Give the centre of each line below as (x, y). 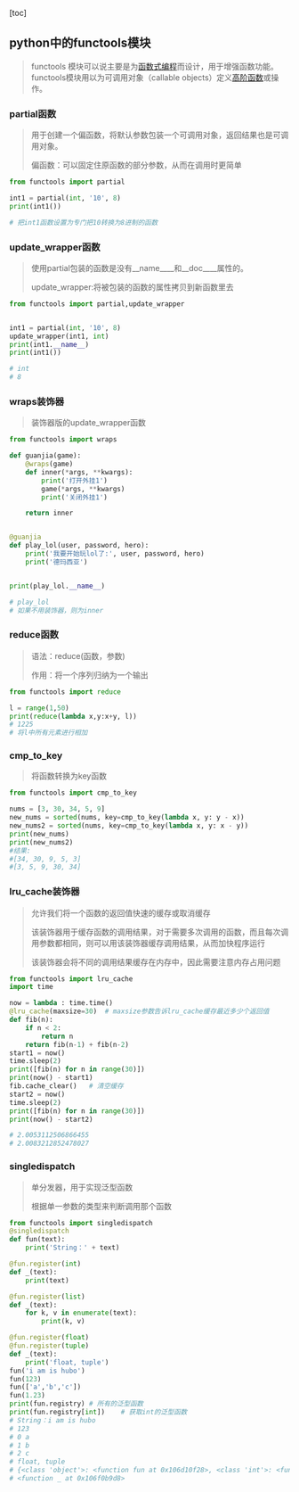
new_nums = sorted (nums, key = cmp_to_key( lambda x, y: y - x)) (127, 818)
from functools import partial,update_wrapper (97, 304)
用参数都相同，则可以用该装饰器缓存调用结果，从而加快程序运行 (148, 943)
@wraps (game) (49, 464)
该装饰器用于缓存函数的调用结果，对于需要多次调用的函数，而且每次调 (160, 932)
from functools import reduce (65, 692)
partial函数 (33, 113)
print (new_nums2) (41, 842)
